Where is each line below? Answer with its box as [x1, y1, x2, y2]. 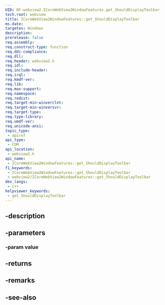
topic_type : [5, 128, 30, 133]
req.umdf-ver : [5, 118, 35, 124]
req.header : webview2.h [5, 58, 55, 63]
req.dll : [5, 53, 23, 59]
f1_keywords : [5, 165, 32, 170]
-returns [5, 259, 32, 267]
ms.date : [5, 21, 23, 26]
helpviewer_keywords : [5, 188, 50, 193]
